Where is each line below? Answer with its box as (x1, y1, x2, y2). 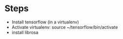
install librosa (11, 29, 39, 35)
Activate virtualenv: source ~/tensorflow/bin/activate (11, 24, 118, 30)
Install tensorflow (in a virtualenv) (11, 19, 79, 25)
